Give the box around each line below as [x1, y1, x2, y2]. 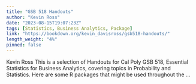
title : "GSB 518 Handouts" [6, 8, 74, 15]
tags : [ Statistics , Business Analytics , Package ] [6, 25, 133, 32]
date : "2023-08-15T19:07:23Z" [6, 20, 82, 26]
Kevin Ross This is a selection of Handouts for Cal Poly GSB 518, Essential [6, 58, 189, 66]
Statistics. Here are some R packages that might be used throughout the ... [6, 71, 191, 78]
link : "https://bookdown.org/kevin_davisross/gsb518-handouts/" [6, 31, 170, 37]
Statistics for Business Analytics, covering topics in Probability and [6, 64, 171, 71]
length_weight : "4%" [6, 36, 58, 42]
